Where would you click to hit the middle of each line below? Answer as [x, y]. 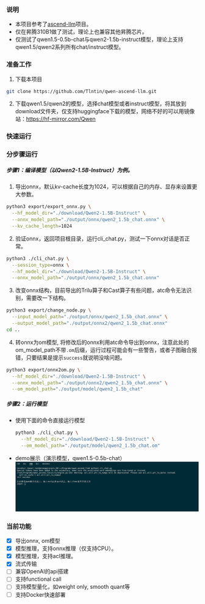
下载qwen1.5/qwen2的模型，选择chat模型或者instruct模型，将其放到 [101, 104]
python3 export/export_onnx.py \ [49, 207]
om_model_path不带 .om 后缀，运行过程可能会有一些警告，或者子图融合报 [106, 349]
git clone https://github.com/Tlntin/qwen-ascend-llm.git [81, 91]
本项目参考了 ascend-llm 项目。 [53, 24]
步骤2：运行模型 [27, 404]
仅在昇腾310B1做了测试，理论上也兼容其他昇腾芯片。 [81, 32]
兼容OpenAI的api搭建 [42, 572]
